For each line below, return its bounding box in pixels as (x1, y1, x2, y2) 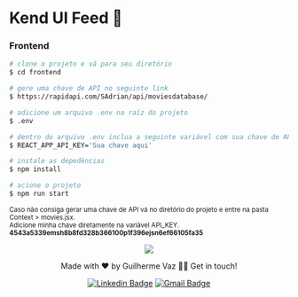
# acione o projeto (9, 181, 82, 190)
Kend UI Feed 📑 (9, 8, 123, 28)
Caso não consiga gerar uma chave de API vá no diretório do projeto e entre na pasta (9, 205, 269, 214)
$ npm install (9, 165, 62, 174)
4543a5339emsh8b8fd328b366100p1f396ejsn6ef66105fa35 (9, 228, 204, 238)
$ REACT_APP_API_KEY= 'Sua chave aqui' (9, 141, 153, 150)
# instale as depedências (9, 157, 105, 166)
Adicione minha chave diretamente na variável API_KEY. (9, 221, 180, 230)
